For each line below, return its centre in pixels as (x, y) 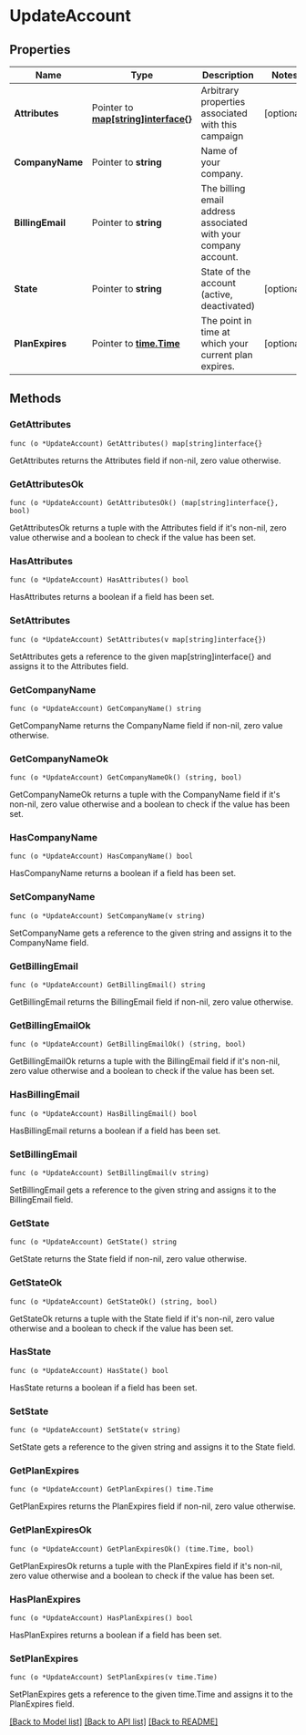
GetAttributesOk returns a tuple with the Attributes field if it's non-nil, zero (148, 527)
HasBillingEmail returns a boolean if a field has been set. (115, 1131)
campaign (222, 136)
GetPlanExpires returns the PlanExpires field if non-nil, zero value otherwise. (153, 1506)
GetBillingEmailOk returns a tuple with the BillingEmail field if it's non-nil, (145, 1061)
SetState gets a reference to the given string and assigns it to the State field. (153, 1447)
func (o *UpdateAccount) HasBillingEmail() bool (103, 1113)
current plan (227, 355)
